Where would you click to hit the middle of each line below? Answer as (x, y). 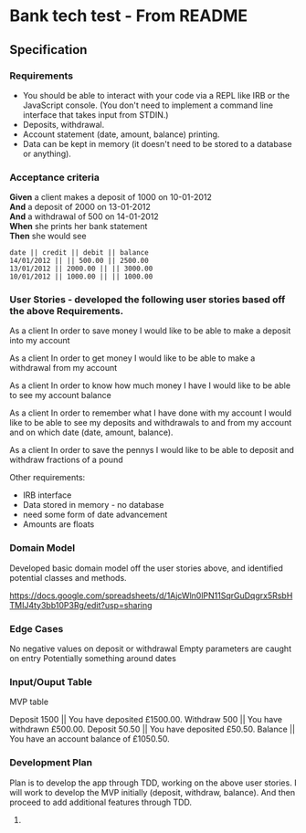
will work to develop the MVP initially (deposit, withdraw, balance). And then (152, 792)
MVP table (29, 702)
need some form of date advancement (95, 515)
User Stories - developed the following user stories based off (148, 300)
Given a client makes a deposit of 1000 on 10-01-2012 (111, 197)
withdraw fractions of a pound (66, 460)
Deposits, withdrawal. (63, 124)
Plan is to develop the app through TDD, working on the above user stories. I (153, 783)
